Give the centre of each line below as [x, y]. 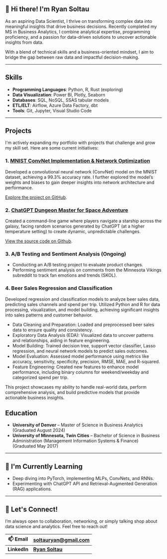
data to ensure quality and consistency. [53, 330]
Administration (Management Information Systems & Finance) [75, 441]
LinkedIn [18, 550]
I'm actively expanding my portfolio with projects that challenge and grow [80, 143]
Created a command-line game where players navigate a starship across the [83, 221]
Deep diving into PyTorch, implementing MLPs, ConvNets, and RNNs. [83, 479]
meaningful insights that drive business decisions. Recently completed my [81, 26]
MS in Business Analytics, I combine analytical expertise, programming [78, 32]
